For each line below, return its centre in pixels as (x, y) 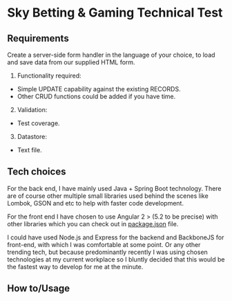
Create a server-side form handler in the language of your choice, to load (111, 55)
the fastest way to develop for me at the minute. (75, 266)
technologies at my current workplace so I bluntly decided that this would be (116, 259)
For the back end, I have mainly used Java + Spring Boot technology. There (115, 188)
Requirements (38, 38)
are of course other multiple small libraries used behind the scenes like (108, 196)
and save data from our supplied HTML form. (71, 62)
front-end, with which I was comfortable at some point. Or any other (104, 244)
